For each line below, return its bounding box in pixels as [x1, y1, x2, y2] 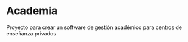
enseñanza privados [6, 30, 57, 37]
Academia [6, 4, 58, 18]
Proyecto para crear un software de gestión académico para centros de [6, 24, 182, 31]
